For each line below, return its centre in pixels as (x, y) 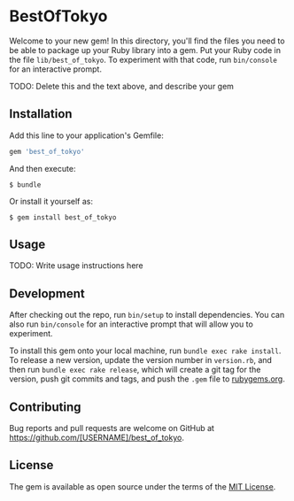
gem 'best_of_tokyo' (47, 151)
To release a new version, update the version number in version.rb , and (141, 360)
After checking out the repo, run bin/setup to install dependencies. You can (147, 315)
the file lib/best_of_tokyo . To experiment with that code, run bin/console (143, 59)
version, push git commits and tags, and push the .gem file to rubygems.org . (147, 379)
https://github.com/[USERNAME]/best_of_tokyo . (97, 438)
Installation (41, 114)
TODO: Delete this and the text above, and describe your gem (122, 86)
